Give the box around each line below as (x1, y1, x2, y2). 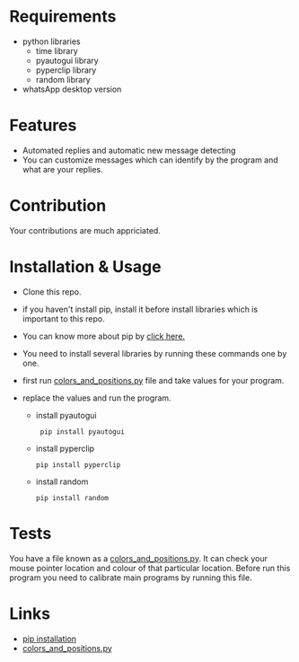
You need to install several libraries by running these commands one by (22, 348, 287, 358)
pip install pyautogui (40, 427, 126, 437)
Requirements (9, 6, 117, 27)
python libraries (22, 36, 81, 47)
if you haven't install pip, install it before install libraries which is (22, 304, 259, 314)
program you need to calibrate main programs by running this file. (9, 572, 253, 583)
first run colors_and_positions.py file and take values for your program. (22, 375, 285, 385)
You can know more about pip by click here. (22, 331, 186, 341)
